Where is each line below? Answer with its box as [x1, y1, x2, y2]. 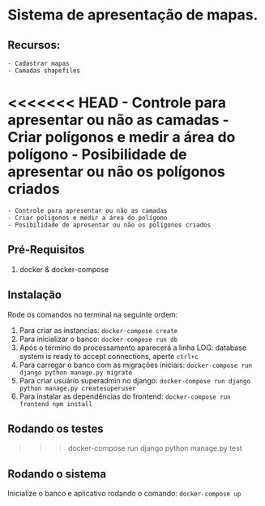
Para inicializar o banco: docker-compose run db [19, 334, 178, 344]
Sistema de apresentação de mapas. [7, 6, 259, 24]
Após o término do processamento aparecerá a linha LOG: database [19, 343, 247, 352]
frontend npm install [19, 400, 92, 408]
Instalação [7, 288, 62, 302]
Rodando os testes [7, 422, 105, 435]
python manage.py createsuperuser [19, 384, 136, 392]
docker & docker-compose [19, 264, 109, 274]
